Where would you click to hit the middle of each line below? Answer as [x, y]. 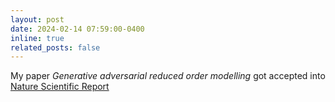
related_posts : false [55, 47]
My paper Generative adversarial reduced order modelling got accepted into [168, 76]
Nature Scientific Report [60, 87]
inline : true [37, 38]
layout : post [37, 19]
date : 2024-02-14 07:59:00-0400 [77, 29]
